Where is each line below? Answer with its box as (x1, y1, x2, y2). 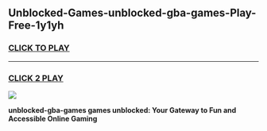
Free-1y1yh (8, 19, 64, 33)
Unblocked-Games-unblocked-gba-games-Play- (8, 6, 257, 20)
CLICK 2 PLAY (8, 72, 64, 83)
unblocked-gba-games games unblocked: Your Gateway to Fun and (8, 105, 237, 114)
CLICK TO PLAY (8, 43, 70, 54)
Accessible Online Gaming (8, 114, 98, 123)
